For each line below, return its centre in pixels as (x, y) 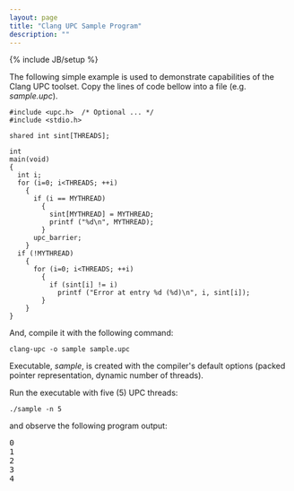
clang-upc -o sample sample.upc (69, 349)
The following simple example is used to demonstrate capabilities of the (142, 77)
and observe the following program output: (88, 426)
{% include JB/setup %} (54, 60)
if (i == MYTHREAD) (69, 199)
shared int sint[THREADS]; (60, 136)
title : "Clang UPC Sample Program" (76, 26)
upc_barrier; (57, 238)
